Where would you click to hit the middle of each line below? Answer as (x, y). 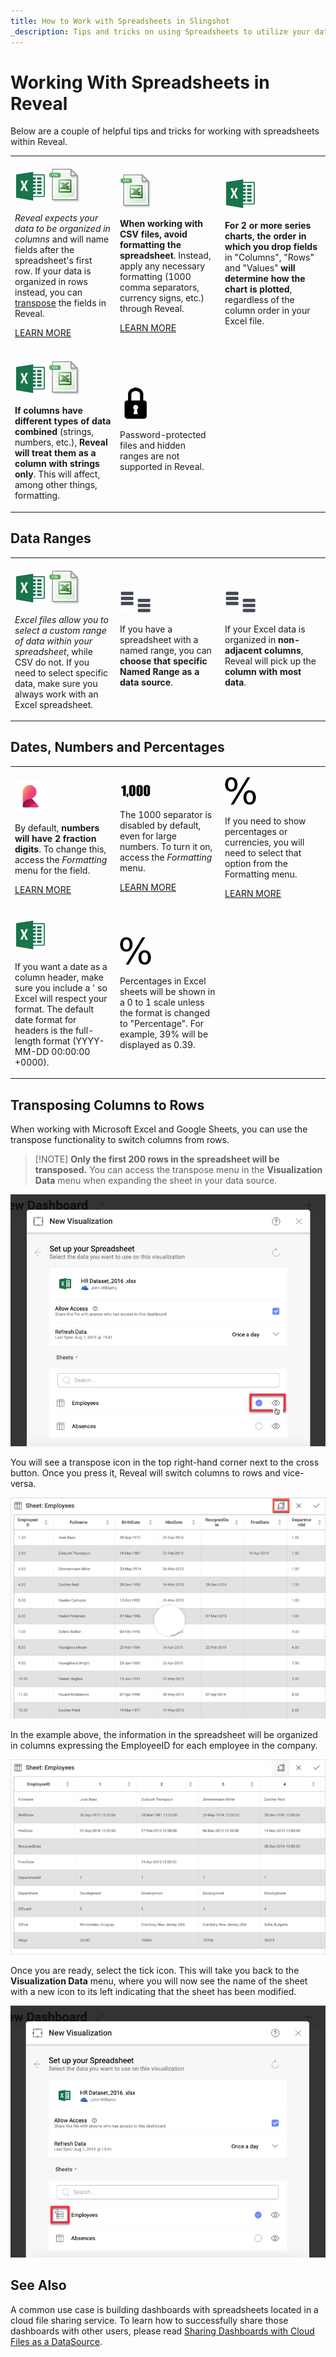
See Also (38, 2285)
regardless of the (259, 300)
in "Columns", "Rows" (269, 257)
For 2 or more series (268, 226)
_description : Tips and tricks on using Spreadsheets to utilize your (160, 31)
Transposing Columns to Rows (107, 1105)
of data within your (53, 641)
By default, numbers (57, 827)
